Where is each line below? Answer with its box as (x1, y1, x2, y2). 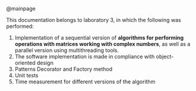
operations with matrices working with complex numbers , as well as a (14, 41, 191, 47)
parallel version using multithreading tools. (14, 47, 119, 54)
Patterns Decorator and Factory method (14, 66, 113, 73)
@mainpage (6, 5, 36, 12)
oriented (14, 59, 36, 66)
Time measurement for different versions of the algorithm (14, 78, 156, 85)
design (36, 59, 53, 66)
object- (156, 53, 174, 60)
